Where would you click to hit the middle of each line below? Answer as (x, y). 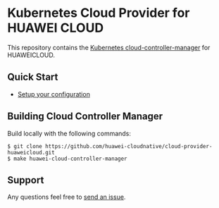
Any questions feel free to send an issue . (67, 197)
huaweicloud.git (31, 152)
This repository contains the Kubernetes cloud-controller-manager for (109, 47)
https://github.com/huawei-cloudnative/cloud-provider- (129, 146)
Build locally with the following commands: (69, 133)
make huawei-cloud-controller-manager (71, 159)
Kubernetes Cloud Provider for (99, 13)
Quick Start (33, 77)
